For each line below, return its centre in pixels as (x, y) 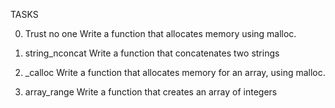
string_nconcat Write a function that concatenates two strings (152, 53)
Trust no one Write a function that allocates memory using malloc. (160, 33)
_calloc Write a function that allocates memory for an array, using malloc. (175, 72)
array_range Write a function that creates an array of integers (151, 92)
